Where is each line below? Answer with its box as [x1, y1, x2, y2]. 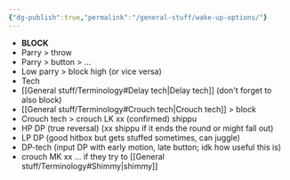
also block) [20, 94, 62, 105]
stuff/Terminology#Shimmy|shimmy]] [20, 160, 158, 171]
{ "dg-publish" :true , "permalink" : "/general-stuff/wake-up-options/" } [8, 12, 268, 22]
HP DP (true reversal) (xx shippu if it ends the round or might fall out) [20, 122, 274, 134]
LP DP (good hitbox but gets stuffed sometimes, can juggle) [20, 132, 241, 143]
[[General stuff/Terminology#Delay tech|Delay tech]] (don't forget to [20, 85, 272, 95]
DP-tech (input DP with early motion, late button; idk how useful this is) [20, 142, 282, 152]
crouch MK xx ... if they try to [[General [20, 151, 165, 161]
